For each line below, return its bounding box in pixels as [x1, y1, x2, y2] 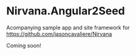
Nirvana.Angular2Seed [6, 4, 126, 18]
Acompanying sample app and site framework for [6, 24, 131, 31]
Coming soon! [6, 42, 41, 49]
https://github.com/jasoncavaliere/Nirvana [6, 30, 112, 37]
